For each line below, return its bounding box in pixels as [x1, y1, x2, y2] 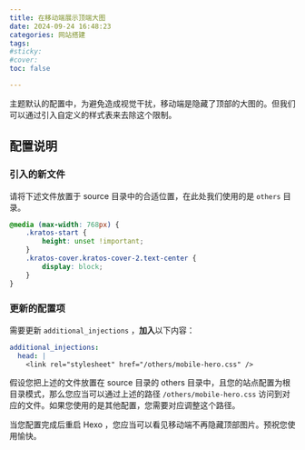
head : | [17, 351, 47, 360]
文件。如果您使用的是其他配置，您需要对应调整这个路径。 [25, 400, 241, 411]
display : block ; [42, 262, 103, 271]
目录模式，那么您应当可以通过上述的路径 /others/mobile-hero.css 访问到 [9, 388, 283, 400]
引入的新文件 [9, 168, 66, 181]
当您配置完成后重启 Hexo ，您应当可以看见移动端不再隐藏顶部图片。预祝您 [9, 419, 288, 430]
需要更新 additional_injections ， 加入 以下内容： [9, 325, 195, 335]
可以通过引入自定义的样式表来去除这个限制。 [9, 109, 177, 120]
